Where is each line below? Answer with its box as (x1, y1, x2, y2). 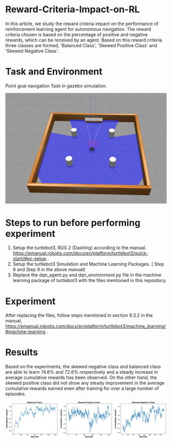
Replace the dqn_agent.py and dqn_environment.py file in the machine (12, 272, 161, 278)
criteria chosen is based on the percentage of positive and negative (5, 31, 148, 37)
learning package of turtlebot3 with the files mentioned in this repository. (12, 277, 167, 284)
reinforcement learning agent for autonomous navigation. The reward (5, 26, 152, 32)
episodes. (5, 391, 27, 397)
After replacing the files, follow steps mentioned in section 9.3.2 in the (5, 312, 153, 318)
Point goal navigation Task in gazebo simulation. (5, 83, 107, 89)
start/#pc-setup (12, 255, 47, 262)
